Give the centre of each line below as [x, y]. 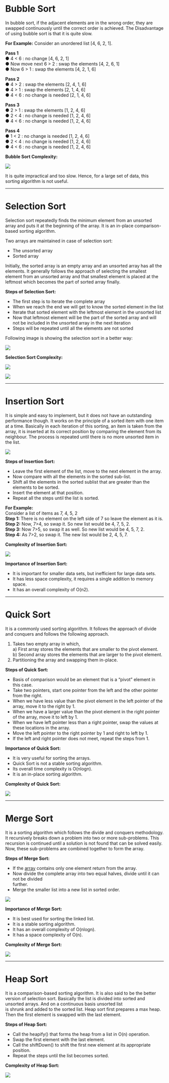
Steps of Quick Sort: [27, 669]
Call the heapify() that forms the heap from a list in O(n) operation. [81, 1034]
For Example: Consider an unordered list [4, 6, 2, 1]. [59, 43]
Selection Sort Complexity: [34, 357]
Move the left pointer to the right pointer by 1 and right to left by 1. [80, 733]
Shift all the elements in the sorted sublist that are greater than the [81, 482]
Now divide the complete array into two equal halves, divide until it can [86, 873]
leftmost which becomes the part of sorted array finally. [63, 282]
